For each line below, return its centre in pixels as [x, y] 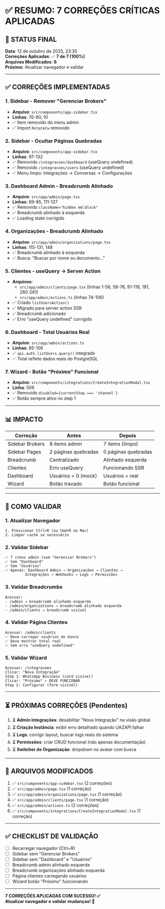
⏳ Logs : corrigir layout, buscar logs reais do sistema [65, 735]
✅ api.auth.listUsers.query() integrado [54, 353]
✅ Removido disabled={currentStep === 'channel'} [65, 393]
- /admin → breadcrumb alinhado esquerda [48, 602]
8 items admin [66, 444]
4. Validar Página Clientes [36, 622]
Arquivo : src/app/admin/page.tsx [46, 197]
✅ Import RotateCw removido [41, 128]
